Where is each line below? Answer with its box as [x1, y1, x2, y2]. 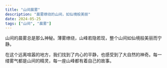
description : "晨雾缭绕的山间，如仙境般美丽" [5, 12, 90, 17]
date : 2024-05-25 [5, 16, 41, 21]
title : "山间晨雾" [5, 7, 41, 12]
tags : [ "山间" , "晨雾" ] [5, 21, 51, 26]
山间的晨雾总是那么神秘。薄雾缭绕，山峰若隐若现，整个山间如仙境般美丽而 [5, 35, 158, 41]
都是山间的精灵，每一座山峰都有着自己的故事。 [18, 58, 114, 64]
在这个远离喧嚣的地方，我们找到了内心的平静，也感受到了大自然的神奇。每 [5, 52, 158, 58]
